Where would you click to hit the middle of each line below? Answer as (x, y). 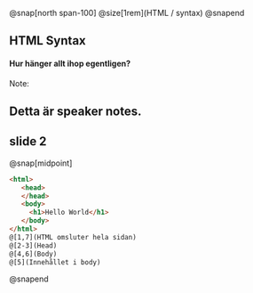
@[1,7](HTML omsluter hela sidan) (73, 237)
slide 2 (28, 142)
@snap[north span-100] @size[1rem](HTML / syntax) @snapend (127, 13)
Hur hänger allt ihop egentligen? (70, 63)
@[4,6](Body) (33, 254)
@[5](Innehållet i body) (55, 262)
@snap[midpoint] (41, 163)
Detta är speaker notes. (75, 111)
